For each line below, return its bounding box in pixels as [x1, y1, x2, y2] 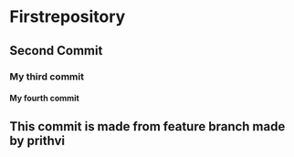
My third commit [9, 70, 85, 83]
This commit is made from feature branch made [9, 119, 286, 134]
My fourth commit [9, 93, 79, 104]
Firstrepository [9, 6, 126, 27]
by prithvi [9, 133, 66, 149]
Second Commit [9, 43, 103, 58]
